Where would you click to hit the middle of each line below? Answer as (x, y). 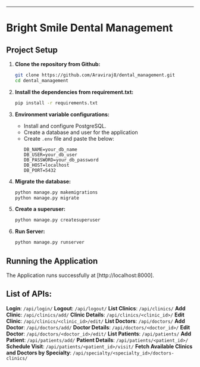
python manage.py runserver (49, 242)
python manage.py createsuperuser (57, 220)
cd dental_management (41, 80)
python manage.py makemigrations (56, 192)
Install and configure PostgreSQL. (65, 126)
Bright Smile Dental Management (90, 28)
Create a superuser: (40, 209)
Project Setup (32, 50)
